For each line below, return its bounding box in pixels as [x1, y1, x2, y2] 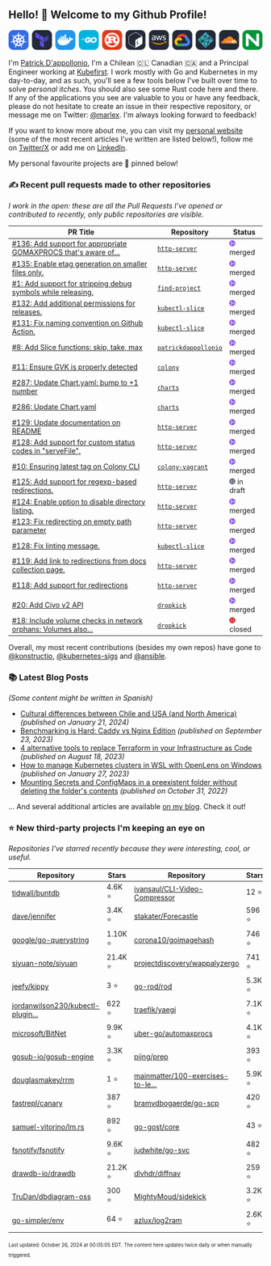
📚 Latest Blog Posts [8, 672, 89, 683]
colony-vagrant [156, 462, 208, 471]
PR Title [67, 227, 95, 237]
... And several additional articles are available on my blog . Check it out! [8, 802, 246, 811]
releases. [11, 307, 43, 317]
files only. [11, 268, 44, 277]
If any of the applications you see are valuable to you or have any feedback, [8, 93, 261, 103]
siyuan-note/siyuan [11, 958, 78, 968]
